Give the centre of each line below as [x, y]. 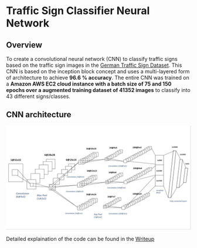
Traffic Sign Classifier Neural [78, 11]
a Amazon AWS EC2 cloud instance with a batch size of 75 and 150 [89, 84]
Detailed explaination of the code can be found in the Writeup [80, 239]
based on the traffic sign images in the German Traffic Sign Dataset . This [94, 65]
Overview [24, 45]
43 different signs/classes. [38, 96]
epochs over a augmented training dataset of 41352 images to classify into [98, 90]
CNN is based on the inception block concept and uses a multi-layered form [98, 71]
